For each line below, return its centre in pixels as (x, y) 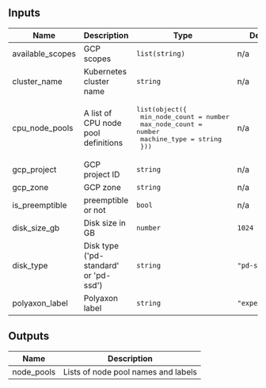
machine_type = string (181, 139)
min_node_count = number (184, 117)
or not (95, 210)
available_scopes (44, 53)
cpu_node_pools (43, 127)
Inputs (25, 13)
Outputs (29, 336)
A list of (98, 112)
